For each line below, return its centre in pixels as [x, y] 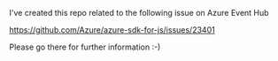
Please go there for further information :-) [85, 47]
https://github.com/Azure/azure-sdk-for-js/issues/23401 [112, 30]
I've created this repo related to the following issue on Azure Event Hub [139, 13]
